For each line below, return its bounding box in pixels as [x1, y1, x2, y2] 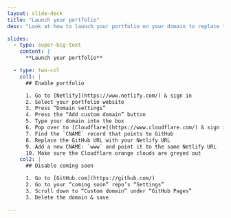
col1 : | [19, 73, 41, 80]
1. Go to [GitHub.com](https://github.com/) [25, 175, 155, 182]
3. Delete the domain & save [25, 194, 109, 201]
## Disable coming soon [25, 162, 94, 169]
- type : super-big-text [13, 42, 81, 49]
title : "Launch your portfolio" [7, 17, 100, 23]
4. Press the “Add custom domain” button [25, 111, 146, 118]
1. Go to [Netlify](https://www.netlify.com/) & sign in [25, 92, 192, 99]
